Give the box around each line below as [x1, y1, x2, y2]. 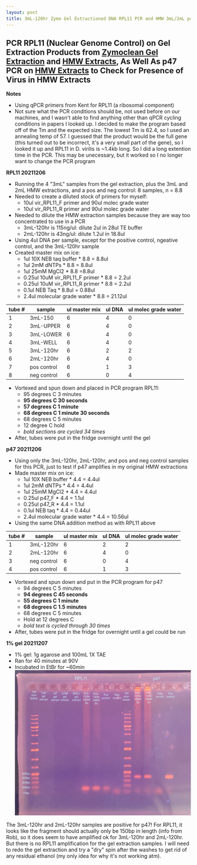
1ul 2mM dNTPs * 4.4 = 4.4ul [23, 482, 94, 489]
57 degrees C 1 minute [23, 403, 79, 410]
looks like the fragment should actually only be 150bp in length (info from [6, 827, 183, 834]
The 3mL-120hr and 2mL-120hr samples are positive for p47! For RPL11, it [6, 822, 183, 829]
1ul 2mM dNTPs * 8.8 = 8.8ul [23, 262, 93, 269]
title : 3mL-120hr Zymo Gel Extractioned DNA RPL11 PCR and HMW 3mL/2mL [6, 15, 185, 22]
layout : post [6, 9, 38, 15]
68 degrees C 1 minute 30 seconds [23, 410, 110, 417]
